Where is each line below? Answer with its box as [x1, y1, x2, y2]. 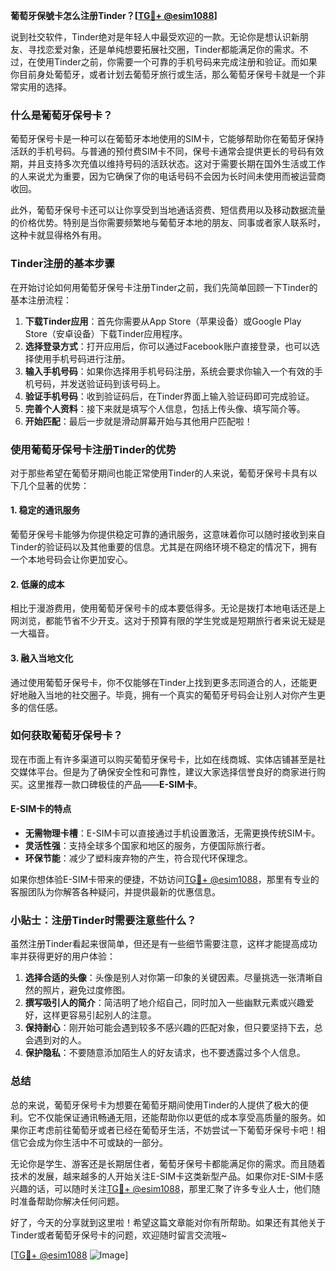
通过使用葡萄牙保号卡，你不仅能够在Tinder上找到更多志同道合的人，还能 [10, 676, 309, 688]
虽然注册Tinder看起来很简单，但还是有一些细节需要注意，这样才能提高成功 [10, 938, 318, 950]
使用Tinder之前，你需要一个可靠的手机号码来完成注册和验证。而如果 [36, 56, 318, 68]
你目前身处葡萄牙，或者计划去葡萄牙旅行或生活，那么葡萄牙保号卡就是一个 [10, 69, 317, 80]
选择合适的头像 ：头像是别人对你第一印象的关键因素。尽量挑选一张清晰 [24, 972, 315, 984]
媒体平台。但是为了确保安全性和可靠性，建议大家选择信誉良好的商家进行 [18, 765, 317, 778]
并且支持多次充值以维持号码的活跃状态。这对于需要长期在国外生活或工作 [27, 158, 326, 170]
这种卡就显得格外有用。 [10, 229, 107, 241]
